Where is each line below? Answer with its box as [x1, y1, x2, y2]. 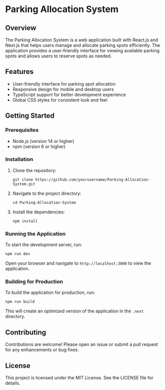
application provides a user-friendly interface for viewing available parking [5, 48, 160, 53]
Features [5, 67, 34, 76]
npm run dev [5, 252, 30, 257]
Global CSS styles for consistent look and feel [12, 97, 108, 103]
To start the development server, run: [5, 242, 82, 248]
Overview [5, 24, 37, 32]
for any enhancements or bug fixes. [5, 347, 79, 353]
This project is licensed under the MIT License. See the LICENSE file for [5, 375, 154, 381]
